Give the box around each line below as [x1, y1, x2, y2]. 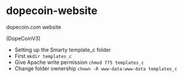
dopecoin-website [6, 4, 98, 18]
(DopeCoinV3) [6, 35, 41, 42]
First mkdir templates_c [14, 52, 72, 59]
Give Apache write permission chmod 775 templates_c [14, 59, 144, 66]
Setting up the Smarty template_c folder [14, 46, 111, 53]
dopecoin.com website [6, 23, 62, 30]
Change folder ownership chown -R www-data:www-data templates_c [14, 65, 178, 72]
